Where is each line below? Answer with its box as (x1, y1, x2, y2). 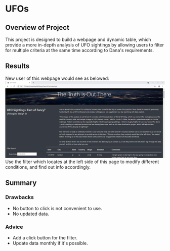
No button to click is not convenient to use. (12, 205, 102, 211)
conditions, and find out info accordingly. (5, 164, 91, 170)
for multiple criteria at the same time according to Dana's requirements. (5, 47, 154, 53)
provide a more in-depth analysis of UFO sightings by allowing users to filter (5, 42, 164, 48)
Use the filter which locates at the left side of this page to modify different (5, 159, 159, 165)
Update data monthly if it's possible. (12, 240, 88, 246)
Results (5, 62, 30, 71)
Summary (5, 179, 37, 187)
